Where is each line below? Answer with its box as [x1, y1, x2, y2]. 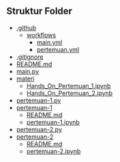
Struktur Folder [6, 5, 73, 17]
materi [16, 75, 35, 83]
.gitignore [16, 53, 44, 61]
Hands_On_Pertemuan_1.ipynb [26, 81, 111, 90]
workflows [26, 31, 56, 39]
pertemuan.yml [36, 45, 80, 53]
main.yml [36, 38, 63, 46]
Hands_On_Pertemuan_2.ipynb [26, 89, 113, 97]
